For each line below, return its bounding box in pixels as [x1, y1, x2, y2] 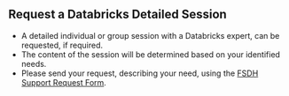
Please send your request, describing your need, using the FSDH [20, 68, 259, 78]
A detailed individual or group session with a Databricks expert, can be [20, 30, 280, 41]
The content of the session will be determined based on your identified [20, 48, 281, 60]
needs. [20, 58, 47, 69]
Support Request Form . [20, 77, 107, 87]
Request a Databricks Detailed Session [8, 7, 227, 22]
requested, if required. [20, 40, 104, 50]
